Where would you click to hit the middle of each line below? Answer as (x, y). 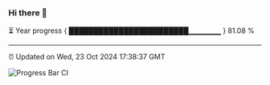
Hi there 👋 (28, 13)
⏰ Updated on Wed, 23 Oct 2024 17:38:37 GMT (87, 57)
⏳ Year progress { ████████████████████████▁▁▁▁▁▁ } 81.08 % (132, 30)
